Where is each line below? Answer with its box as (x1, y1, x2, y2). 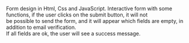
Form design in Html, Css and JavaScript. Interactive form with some (6, 5, 173, 12)
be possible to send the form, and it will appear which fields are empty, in (6, 18, 184, 24)
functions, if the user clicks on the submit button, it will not (6, 11, 148, 18)
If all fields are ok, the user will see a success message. (6, 30, 141, 37)
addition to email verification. (6, 24, 76, 31)
